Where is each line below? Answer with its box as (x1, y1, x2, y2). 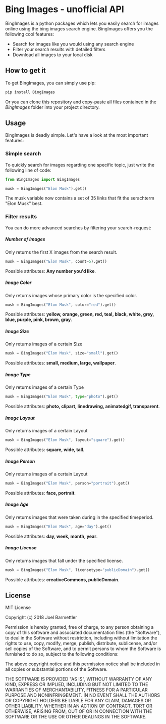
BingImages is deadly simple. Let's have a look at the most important (5, 132, 148, 138)
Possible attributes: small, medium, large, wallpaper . (5, 360, 116, 366)
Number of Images (5, 236, 45, 243)
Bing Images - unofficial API (5, 4, 125, 15)
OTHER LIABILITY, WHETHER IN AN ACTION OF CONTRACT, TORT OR (5, 703, 152, 709)
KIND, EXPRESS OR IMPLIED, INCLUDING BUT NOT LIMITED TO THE (5, 681, 148, 688)
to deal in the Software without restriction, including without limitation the (5, 635, 157, 641)
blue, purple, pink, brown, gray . (5, 316, 72, 323)
